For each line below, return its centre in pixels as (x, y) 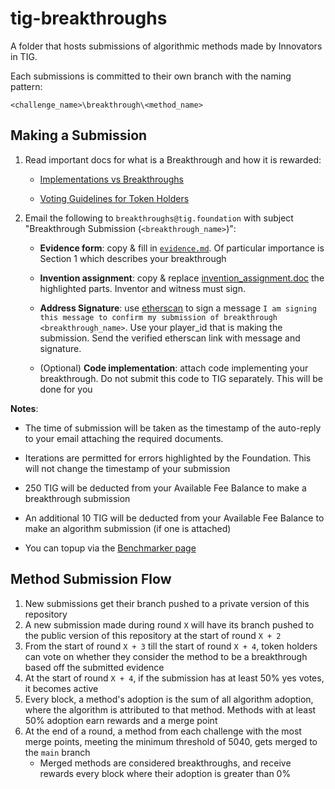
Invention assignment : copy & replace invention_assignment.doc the (182, 278)
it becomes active (61, 688)
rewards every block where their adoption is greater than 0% (165, 773)
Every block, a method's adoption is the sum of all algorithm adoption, (169, 699)
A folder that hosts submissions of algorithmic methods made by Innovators (166, 46)
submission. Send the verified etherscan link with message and (170, 338)
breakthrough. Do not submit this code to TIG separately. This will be (181, 378)
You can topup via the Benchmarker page (110, 548)
